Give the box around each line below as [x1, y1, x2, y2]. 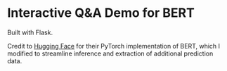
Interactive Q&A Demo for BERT [7, 5, 195, 21]
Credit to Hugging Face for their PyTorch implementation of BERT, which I [7, 41, 220, 50]
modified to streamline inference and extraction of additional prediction [7, 49, 214, 58]
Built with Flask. [7, 28, 53, 37]
